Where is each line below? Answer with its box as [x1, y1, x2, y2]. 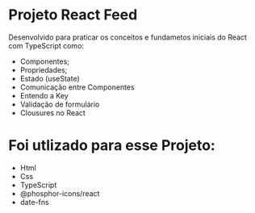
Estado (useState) [19, 73, 80, 83]
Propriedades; [19, 65, 68, 74]
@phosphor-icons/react [19, 188, 100, 198]
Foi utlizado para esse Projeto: [8, 136, 215, 155]
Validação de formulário [19, 99, 100, 109]
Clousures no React [19, 107, 86, 118]
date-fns [19, 197, 50, 207]
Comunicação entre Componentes [19, 82, 135, 92]
